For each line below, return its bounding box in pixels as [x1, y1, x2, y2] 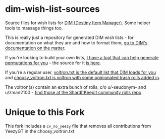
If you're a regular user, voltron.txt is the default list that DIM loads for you [5, 69, 156, 75]
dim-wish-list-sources [5, 3, 100, 15]
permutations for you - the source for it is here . [5, 60, 102, 66]
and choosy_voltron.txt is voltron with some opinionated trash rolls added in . [5, 74, 161, 80]
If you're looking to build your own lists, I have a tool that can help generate [5, 54, 159, 60]
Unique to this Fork [5, 107, 85, 118]
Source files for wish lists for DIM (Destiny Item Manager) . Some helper [5, 20, 151, 26]
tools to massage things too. [5, 25, 63, 31]
